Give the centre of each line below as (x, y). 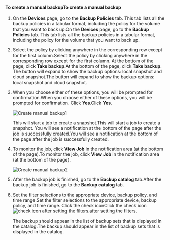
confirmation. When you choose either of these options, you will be (82, 98)
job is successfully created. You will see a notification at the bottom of (85, 134)
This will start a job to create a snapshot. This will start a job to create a (86, 123)
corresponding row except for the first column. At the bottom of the (83, 61)
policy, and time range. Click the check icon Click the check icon (79, 206)
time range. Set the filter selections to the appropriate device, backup (84, 200)
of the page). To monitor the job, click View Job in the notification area (86, 154)
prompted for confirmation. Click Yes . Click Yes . (62, 103)
